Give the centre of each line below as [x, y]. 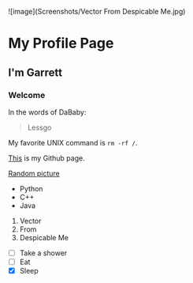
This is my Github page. [46, 158]
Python [31, 188]
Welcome [27, 95]
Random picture [34, 173]
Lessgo [39, 127]
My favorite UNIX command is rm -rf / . [73, 142]
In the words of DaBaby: [47, 112]
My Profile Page [61, 43]
